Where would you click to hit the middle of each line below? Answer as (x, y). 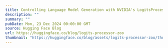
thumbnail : (16, 38)
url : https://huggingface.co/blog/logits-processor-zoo (64, 33)
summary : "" (17, 19)
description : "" (22, 14)
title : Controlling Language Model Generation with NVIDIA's (70, 10)
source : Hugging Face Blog (33, 28)
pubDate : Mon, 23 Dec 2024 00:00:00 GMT (48, 24)
